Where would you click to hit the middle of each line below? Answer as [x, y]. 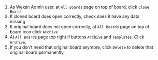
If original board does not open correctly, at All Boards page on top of [79, 27]
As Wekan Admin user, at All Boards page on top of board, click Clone [79, 7]
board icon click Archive [34, 32]
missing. [18, 22]
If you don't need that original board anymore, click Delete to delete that [81, 47]
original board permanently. [37, 52]
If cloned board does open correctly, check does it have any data [74, 16]
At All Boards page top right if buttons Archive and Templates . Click [77, 37]
